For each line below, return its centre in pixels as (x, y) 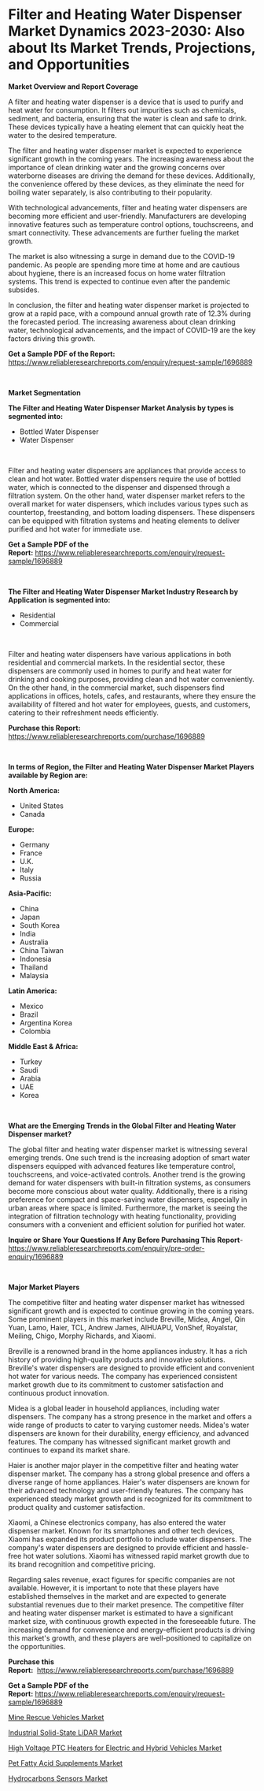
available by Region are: (48, 775)
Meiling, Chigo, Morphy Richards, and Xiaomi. (82, 1336)
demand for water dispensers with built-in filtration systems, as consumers (130, 1182)
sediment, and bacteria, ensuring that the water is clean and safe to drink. (128, 118)
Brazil (29, 1014)
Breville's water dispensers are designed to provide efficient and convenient (131, 1367)
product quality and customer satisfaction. (77, 1507)
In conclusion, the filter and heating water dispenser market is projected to (129, 305)
